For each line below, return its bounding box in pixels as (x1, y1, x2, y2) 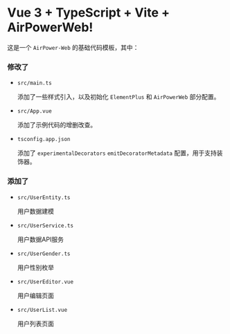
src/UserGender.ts (17, 250, 71, 257)
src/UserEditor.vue (17, 278, 74, 285)
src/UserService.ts (17, 222, 74, 229)
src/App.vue (17, 108, 52, 115)
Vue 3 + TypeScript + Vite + (7, 5, 170, 21)
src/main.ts (17, 80, 52, 87)
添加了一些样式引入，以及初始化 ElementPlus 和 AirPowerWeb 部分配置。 (17, 93, 220, 101)
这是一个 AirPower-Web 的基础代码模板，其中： (7, 43, 139, 51)
